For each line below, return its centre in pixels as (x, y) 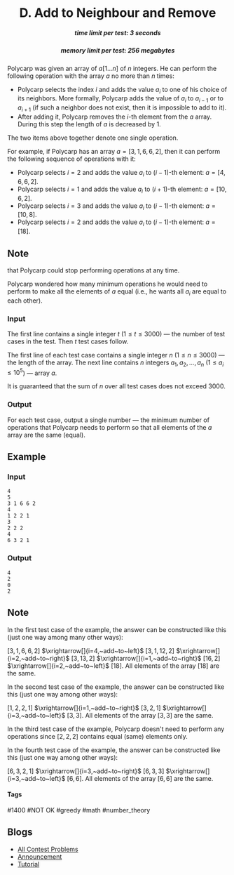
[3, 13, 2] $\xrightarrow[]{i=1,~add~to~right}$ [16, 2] (146, 658)
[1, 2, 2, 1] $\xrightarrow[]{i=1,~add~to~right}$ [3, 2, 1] (84, 708)
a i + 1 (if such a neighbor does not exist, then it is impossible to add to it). (122, 108)
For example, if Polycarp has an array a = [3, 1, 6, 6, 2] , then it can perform (114, 151)
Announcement (40, 856)
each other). (25, 301)
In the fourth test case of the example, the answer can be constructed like (114, 750)
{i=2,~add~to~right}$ (39, 658)
